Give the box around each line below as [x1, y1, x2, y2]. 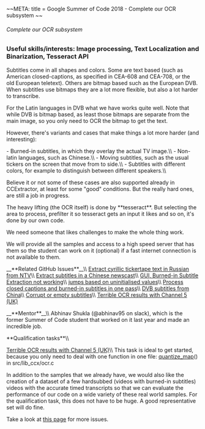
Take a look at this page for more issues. [6, 416, 109, 423]
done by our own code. [6, 217, 65, 224]
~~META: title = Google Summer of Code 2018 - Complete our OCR [6, 6, 176, 12]
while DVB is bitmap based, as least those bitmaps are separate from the [6, 110, 190, 118]
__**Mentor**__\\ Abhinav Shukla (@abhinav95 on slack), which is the [6, 309, 183, 317]
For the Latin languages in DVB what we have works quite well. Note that [6, 104, 190, 111]
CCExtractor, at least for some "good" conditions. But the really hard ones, [6, 185, 195, 192]
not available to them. [6, 253, 61, 261]
